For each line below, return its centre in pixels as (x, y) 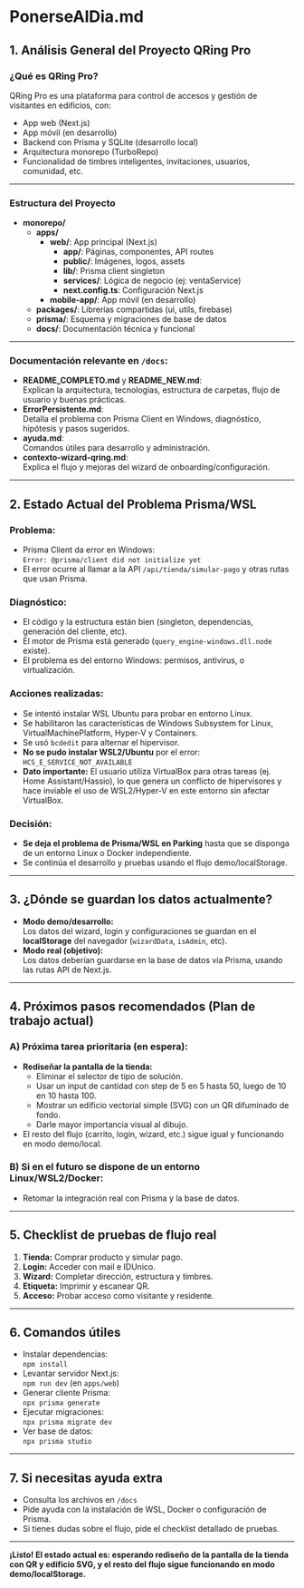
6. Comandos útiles (65, 1333)
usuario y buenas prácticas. (74, 400)
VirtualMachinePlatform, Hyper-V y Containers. (110, 733)
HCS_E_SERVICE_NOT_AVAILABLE (77, 762)
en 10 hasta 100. (66, 1096)
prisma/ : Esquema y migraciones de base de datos (131, 319)
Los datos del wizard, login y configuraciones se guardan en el (139, 930)
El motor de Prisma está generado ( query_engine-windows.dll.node (147, 641)
